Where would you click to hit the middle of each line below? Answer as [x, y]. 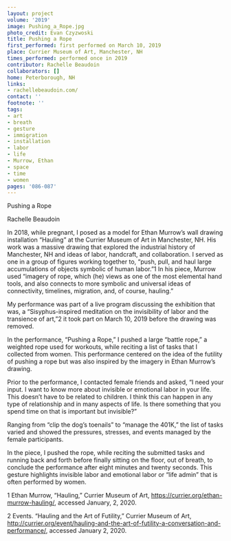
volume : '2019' [29, 20]
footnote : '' [26, 103]
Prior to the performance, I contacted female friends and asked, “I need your [115, 382]
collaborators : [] [33, 71]
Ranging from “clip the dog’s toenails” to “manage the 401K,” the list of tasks [115, 425]
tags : [15, 109]
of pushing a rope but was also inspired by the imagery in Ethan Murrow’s [111, 361]
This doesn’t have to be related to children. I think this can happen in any [110, 397]
